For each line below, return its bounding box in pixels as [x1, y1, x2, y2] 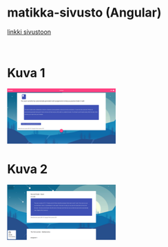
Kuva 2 [7, 161, 48, 177]
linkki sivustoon [7, 28, 52, 36]
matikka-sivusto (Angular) [7, 5, 162, 21]
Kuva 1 [7, 66, 46, 81]
